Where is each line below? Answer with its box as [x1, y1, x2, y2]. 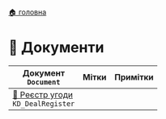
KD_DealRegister [12, 99, 75, 108]
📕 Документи [8, 39, 104, 57]
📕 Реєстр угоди [12, 88, 73, 100]
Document [27, 77, 61, 87]
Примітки [114, 72, 154, 83]
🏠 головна [8, 7, 47, 17]
